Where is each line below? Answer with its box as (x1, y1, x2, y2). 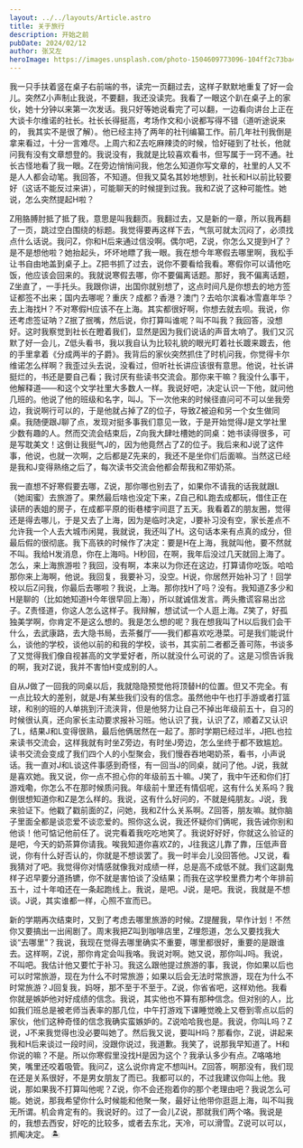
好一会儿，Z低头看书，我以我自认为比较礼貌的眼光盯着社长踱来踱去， (24, 338, 283, 348)
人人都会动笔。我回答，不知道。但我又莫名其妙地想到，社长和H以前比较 (16, 172, 284, 182)
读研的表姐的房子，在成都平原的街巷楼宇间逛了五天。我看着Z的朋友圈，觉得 (9, 503, 291, 514)
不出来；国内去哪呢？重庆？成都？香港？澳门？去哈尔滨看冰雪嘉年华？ (32, 293, 294, 303)
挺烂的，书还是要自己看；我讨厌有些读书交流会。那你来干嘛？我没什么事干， (9, 371, 294, 382)
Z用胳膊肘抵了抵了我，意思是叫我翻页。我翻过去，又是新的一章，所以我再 (9, 213, 283, 224)
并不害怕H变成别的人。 (77, 661, 163, 672)
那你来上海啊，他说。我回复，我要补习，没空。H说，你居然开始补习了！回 (9, 571, 284, 582)
